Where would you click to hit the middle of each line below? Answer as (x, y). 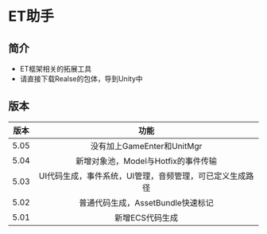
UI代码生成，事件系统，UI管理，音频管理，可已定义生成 (142, 176)
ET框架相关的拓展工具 (56, 69)
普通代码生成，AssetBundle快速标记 (147, 202)
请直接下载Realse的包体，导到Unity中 (81, 79)
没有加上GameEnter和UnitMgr (146, 146)
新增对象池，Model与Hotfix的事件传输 (146, 161)
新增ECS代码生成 (146, 217)
